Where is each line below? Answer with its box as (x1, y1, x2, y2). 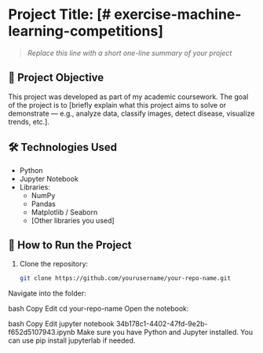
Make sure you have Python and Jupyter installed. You (77, 328, 254, 337)
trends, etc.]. (8, 116, 49, 127)
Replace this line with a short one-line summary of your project (27, 48, 232, 57)
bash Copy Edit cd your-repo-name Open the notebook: (8, 304, 189, 314)
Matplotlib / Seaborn (31, 207, 98, 217)
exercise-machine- (113, 6, 242, 24)
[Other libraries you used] (31, 215, 115, 225)
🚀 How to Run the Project (8, 238, 132, 252)
